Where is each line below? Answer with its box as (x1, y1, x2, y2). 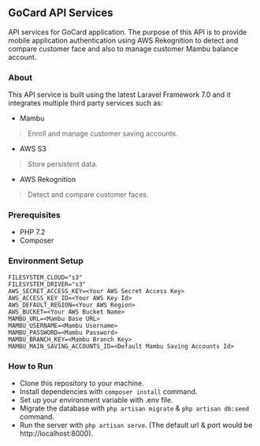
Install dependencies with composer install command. (19, 387, 198, 396)
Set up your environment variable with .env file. (19, 396, 173, 404)
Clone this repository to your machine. (19, 378, 144, 388)
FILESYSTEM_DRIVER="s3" (8, 280, 87, 288)
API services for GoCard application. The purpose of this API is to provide (8, 27, 247, 36)
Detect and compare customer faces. (27, 190, 149, 199)
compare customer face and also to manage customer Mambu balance (8, 43, 239, 54)
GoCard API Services (8, 6, 113, 20)
